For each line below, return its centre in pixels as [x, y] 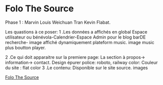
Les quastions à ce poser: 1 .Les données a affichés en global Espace [76, 32]
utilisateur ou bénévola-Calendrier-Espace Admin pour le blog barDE [76, 37]
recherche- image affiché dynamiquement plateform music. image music [80, 42]
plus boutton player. [26, 47]
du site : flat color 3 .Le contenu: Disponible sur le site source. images [77, 68]
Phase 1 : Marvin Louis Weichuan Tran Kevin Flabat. [58, 22]
